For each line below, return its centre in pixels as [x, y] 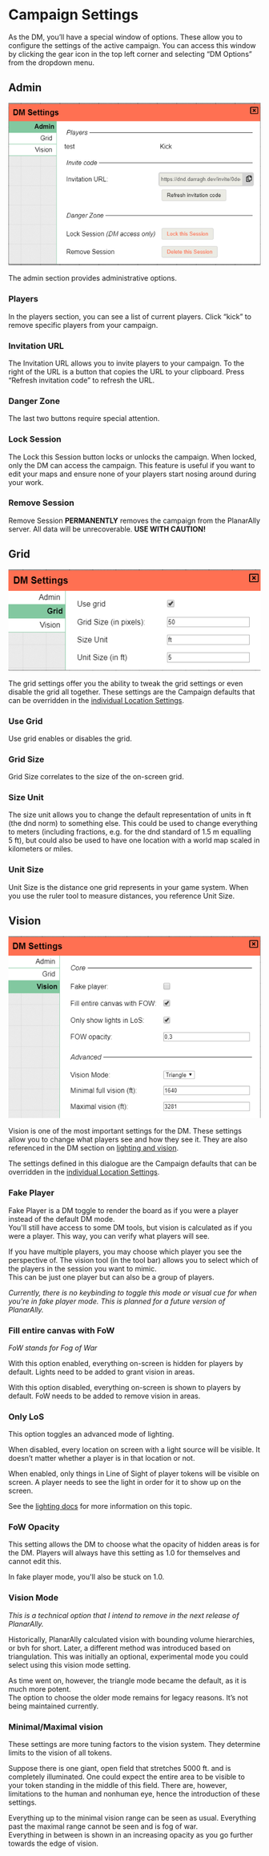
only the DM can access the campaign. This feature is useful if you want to [132, 465]
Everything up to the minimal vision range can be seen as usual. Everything [132, 1818]
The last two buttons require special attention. [84, 419]
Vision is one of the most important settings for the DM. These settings [125, 1131]
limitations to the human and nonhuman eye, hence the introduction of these [134, 1794]
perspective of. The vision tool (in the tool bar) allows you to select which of [133, 1260]
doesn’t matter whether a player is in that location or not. [102, 1458]
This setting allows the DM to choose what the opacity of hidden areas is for [134, 1544]
